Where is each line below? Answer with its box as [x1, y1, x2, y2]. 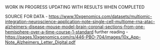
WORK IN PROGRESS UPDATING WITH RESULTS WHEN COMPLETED [5, 4, 145, 10]
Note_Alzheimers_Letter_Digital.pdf [5, 39, 76, 45]
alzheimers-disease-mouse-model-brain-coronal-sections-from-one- [5, 24, 145, 30]
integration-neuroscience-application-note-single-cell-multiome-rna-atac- [5, 19, 155, 24]
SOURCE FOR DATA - [5, 14, 48, 19]
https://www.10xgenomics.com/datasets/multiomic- [48, 14, 152, 19]
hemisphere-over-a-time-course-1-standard [5, 29, 94, 34]
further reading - [94, 29, 128, 34]
